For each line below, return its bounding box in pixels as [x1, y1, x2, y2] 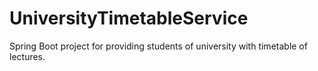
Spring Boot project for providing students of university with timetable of [9, 40, 308, 52]
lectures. [9, 50, 46, 62]
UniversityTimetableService [9, 7, 249, 30]
